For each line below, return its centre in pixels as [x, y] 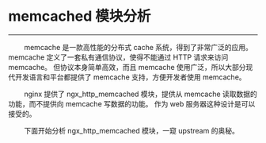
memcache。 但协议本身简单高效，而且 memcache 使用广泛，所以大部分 [127, 67]
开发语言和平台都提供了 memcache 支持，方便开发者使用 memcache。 [131, 77]
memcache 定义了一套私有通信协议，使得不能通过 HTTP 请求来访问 [118, 57]
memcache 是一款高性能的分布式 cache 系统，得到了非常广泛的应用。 [138, 47]
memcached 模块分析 [80, 16]
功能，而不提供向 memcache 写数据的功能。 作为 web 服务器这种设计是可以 [132, 103]
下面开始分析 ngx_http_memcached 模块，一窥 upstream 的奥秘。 [131, 130]
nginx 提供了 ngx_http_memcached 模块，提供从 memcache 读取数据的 [140, 94]
